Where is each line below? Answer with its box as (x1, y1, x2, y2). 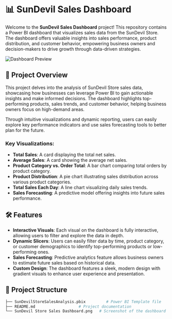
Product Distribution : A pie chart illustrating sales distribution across (12, 174, 159, 180)
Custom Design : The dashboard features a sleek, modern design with (12, 265, 161, 271)
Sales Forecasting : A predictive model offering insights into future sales (12, 190, 165, 196)
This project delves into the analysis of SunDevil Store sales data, (5, 84, 143, 90)
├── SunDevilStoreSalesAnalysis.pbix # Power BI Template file (5, 299, 161, 304)
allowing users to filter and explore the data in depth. (12, 232, 124, 238)
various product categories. (12, 179, 72, 185)
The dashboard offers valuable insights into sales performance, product (5, 35, 157, 41)
